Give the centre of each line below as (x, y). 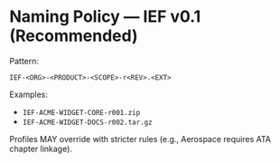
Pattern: (24, 61)
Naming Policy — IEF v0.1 (105, 17)
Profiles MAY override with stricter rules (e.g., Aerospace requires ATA (140, 139)
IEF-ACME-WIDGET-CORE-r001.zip (81, 112)
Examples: (28, 94)
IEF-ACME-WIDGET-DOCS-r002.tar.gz (87, 122)
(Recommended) (74, 36)
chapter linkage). (41, 149)
